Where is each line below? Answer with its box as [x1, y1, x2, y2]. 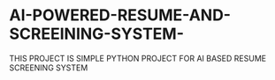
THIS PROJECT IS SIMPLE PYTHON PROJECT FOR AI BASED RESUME [9, 53, 267, 63]
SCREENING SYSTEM [9, 62, 88, 73]
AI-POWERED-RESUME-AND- [9, 5, 232, 25]
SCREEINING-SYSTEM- [9, 24, 184, 44]
